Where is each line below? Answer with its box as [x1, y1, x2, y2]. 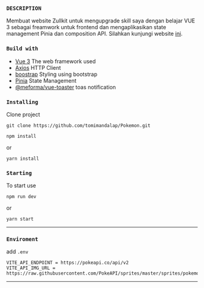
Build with [6, 45, 38, 52]
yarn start [6, 216, 34, 222]
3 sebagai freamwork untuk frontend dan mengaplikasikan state [6, 24, 166, 31]
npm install [6, 133, 36, 139]
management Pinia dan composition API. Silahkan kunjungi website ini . [6, 30, 183, 38]
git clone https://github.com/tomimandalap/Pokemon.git [6, 122, 151, 129]
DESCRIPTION [6, 5, 42, 12]
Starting [6, 170, 32, 176]
